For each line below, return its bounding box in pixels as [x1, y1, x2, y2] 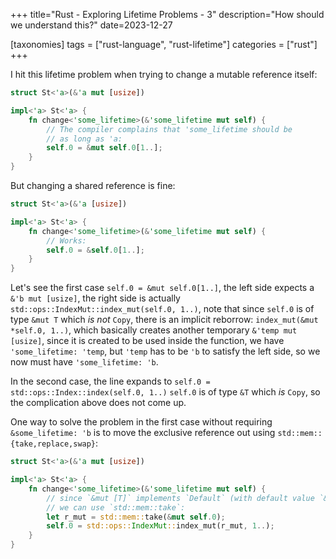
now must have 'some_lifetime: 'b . [10, 356, 159, 368]
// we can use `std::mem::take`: [46, 502, 186, 513]
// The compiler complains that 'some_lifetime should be [46, 124, 293, 134]
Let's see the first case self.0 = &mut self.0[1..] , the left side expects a [10, 282, 315, 294]
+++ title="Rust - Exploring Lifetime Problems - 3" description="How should [10, 9, 325, 20]
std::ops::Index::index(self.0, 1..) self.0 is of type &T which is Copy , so [10, 386, 321, 398]
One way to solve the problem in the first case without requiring [10, 416, 273, 428]
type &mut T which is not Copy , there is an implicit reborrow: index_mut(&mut [10, 314, 319, 326]
